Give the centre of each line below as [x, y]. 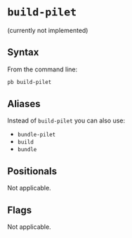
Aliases [24, 104]
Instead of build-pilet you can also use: [66, 120]
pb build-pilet [29, 82]
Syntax [23, 52]
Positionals [32, 171]
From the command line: [42, 69]
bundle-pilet [37, 135]
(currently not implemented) [48, 30]
